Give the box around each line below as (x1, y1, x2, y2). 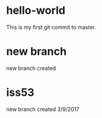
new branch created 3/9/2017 (6, 105, 80, 113)
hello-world (6, 4, 66, 17)
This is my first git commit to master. (6, 23, 97, 31)
